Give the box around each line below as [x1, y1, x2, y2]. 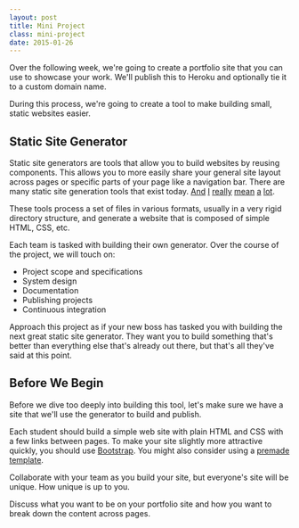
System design [21, 276, 77, 286]
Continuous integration [21, 304, 107, 315]
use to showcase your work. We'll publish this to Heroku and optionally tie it [9, 72, 287, 83]
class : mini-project [9, 29, 86, 38]
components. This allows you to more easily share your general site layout [9, 167, 281, 178]
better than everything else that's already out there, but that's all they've [9, 341, 274, 351]
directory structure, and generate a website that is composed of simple [9, 213, 270, 224]
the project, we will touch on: [9, 249, 116, 260]
